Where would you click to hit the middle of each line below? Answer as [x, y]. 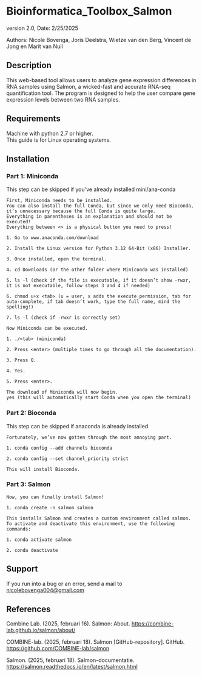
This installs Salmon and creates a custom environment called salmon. [99, 518]
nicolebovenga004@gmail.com [45, 590]
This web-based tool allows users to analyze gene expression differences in [101, 80]
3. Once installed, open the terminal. [57, 259]
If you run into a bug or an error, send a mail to [64, 584]
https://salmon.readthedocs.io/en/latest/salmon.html [72, 667]
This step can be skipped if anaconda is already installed [77, 426]
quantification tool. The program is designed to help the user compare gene [101, 93]
